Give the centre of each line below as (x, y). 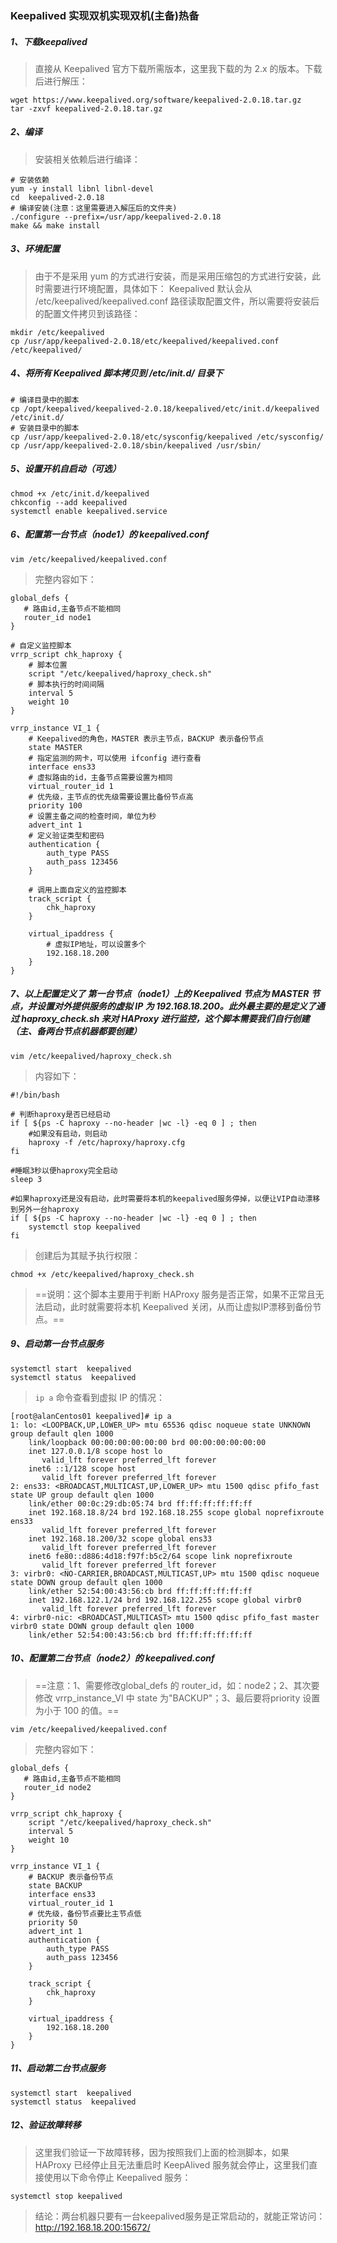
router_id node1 (57, 617)
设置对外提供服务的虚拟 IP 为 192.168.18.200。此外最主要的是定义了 (176, 1006)
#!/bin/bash (35, 1095)
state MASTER (55, 747)
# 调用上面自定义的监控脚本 (77, 890)
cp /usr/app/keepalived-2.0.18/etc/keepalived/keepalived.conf (145, 341)
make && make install (55, 225)
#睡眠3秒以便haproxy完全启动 (64, 1170)
